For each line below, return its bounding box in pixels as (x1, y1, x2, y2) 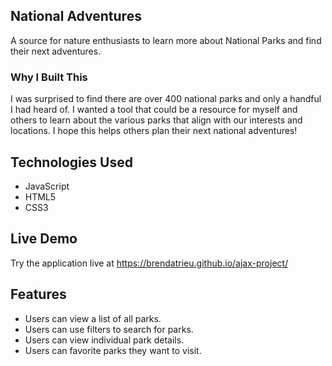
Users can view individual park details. (24, 334, 185, 346)
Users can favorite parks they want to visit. (24, 344, 202, 356)
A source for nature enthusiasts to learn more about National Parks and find (10, 34, 322, 46)
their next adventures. (10, 45, 102, 57)
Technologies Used (10, 154, 133, 171)
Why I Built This (10, 70, 88, 84)
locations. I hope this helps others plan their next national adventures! (10, 125, 298, 137)
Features (10, 286, 67, 303)
